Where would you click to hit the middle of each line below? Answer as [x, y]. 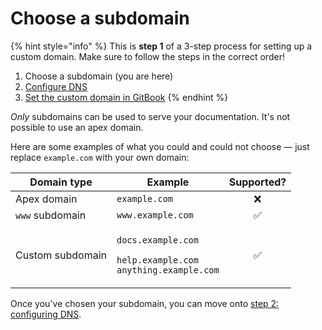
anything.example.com [168, 270]
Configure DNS [56, 86]
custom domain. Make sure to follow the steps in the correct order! [147, 56]
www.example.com [155, 215]
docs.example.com [157, 240]
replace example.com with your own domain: [100, 157]
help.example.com [157, 260]
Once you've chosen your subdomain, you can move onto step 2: [145, 303]
